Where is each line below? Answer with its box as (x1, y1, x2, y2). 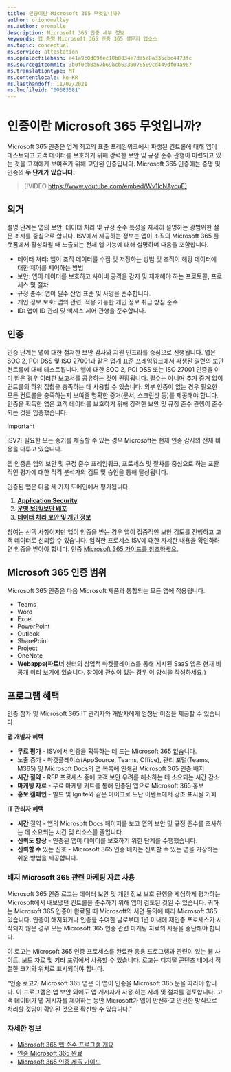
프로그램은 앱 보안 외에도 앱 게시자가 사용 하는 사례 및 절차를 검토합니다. (23, 987, 216, 996)
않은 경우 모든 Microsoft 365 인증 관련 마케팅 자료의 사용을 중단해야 (25, 924, 208, 932)
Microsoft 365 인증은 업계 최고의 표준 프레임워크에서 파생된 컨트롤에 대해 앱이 (7, 142, 218, 151)
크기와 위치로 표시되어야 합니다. (19, 964, 104, 972)
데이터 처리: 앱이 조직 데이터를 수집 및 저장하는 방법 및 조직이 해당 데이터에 (16, 255, 217, 263)
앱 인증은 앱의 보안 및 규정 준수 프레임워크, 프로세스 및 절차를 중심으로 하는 (7, 459, 207, 467)
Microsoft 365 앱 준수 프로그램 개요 (16, 1040, 114, 1049)
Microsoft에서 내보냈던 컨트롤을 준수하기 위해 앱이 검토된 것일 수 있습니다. (7, 898, 206, 906)
